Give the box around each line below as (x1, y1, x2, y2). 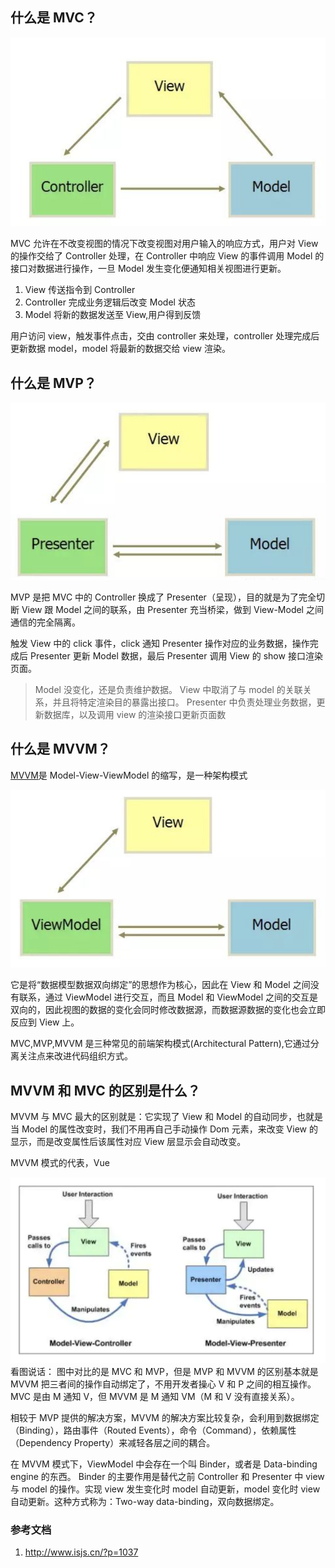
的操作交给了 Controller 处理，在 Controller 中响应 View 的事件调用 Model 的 (10, 250, 325, 262)
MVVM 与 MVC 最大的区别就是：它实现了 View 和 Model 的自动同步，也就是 (10, 1111, 324, 1123)
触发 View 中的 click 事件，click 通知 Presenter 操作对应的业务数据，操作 (10, 638, 310, 650)
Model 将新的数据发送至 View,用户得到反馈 (24, 309, 202, 321)
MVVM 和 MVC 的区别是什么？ (10, 1082, 201, 1099)
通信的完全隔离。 (10, 616, 81, 628)
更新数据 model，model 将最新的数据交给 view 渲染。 (10, 343, 231, 355)
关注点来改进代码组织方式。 (18, 1050, 133, 1062)
